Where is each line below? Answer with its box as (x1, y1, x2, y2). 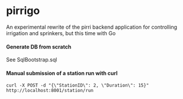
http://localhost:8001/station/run (6, 88, 94, 94)
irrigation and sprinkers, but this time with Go (6, 29, 116, 36)
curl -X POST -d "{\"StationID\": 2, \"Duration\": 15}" (6, 83, 149, 88)
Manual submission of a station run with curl (6, 69, 118, 77)
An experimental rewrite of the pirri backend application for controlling (6, 23, 178, 30)
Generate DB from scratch (6, 43, 72, 50)
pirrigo (6, 4, 40, 18)
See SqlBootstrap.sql (6, 56, 57, 63)
